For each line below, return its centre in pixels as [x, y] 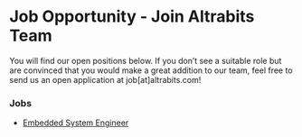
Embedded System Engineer [75, 123]
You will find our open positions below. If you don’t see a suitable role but [146, 60]
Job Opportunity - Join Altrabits [132, 17]
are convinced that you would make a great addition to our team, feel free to [151, 70]
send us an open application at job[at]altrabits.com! [105, 79]
